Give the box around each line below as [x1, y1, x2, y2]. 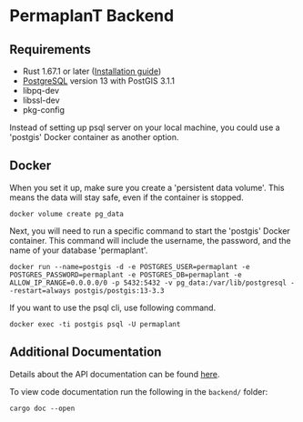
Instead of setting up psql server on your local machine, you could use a [9, 122, 280, 133]
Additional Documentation [9, 345, 162, 360]
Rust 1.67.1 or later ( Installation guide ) [22, 65, 162, 76]
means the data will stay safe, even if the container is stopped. [9, 192, 244, 203]
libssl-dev [22, 95, 61, 105]
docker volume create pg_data [9, 209, 125, 218]
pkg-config [22, 105, 66, 115]
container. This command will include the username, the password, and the [9, 235, 291, 246]
